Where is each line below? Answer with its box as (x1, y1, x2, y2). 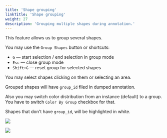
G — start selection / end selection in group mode (12, 54, 114, 60)
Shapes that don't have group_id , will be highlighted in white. (5, 109, 131, 115)
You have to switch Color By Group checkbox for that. (5, 99, 116, 105)
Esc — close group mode (12, 59, 64, 65)
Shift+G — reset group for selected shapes (12, 65, 101, 71)
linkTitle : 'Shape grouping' (5, 12, 66, 17)
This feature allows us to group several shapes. (5, 35, 102, 41)
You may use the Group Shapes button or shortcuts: (5, 44, 110, 50)
